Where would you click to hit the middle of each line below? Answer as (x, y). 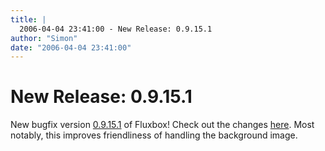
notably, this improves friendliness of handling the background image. (154, 135)
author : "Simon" (44, 38)
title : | (28, 19)
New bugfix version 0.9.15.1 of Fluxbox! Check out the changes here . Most (162, 125)
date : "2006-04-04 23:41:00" (71, 47)
